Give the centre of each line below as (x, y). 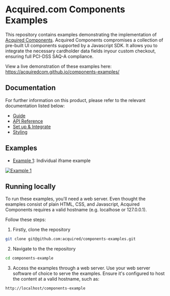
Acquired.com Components (65, 9)
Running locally (31, 186)
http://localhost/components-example (45, 288)
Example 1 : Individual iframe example (52, 161)
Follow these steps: (26, 220)
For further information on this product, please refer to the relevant (75, 100)
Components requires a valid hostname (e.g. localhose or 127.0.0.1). (76, 210)
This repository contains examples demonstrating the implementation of (81, 34)
